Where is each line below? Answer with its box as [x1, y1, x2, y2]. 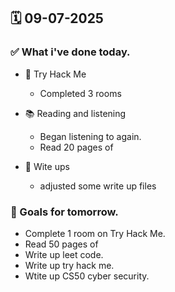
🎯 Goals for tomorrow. [10, 205, 119, 219]
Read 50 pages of [24, 238, 99, 250]
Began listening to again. [39, 130, 142, 142]
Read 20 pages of [39, 141, 114, 153]
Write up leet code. [24, 248, 104, 260]
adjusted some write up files [39, 180, 157, 192]
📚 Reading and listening [24, 107, 127, 119]
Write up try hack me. [24, 259, 115, 271]
